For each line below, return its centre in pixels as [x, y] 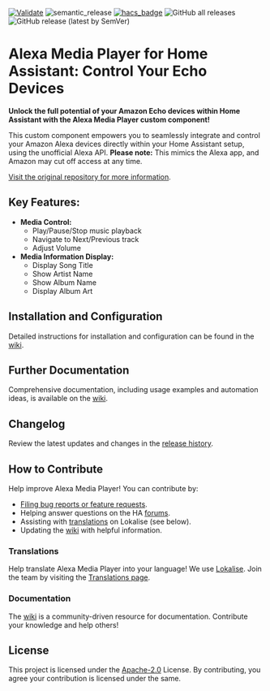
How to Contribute [56, 469]
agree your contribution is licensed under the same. [94, 679]
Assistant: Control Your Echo [108, 71]
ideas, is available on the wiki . [58, 399]
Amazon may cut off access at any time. [75, 161]
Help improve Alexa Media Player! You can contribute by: [103, 488]
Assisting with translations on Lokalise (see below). [106, 521]
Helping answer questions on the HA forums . [95, 513]
